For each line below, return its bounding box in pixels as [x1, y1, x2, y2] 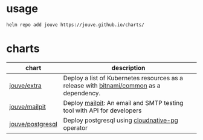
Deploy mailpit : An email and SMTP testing [63, 98, 184, 107]
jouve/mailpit [9, 102, 47, 110]
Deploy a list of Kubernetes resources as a [63, 74, 183, 82]
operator [63, 123, 88, 132]
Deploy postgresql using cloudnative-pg [63, 116, 178, 124]
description [111, 63, 146, 72]
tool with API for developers [63, 106, 142, 115]
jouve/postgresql [9, 119, 57, 128]
